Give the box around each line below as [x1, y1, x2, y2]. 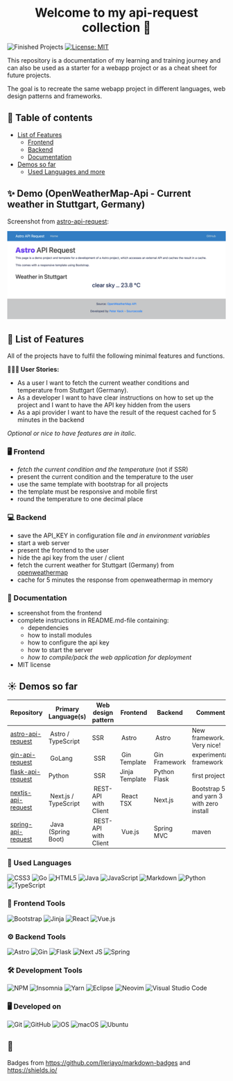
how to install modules [27, 631, 92, 640]
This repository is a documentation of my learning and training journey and [7, 56, 221, 64]
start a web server [17, 538, 70, 547]
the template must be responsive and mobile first [17, 487, 157, 496]
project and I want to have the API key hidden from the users [17, 401, 191, 409]
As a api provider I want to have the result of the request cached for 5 [17, 409, 216, 417]
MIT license [17, 661, 51, 669]
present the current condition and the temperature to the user [17, 473, 193, 481]
